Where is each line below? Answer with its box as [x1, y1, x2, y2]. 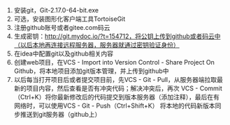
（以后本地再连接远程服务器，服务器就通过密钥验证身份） [13, 41, 180, 49]
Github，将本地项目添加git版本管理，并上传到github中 [13, 67, 169, 75]
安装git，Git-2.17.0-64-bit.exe [13, 6, 99, 14]
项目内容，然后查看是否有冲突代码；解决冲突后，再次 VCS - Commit [26, 84, 222, 92]
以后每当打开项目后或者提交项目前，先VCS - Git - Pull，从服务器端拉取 [13, 76, 217, 83]
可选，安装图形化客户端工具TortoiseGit [13, 15, 126, 23]
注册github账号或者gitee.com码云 [13, 24, 110, 31]
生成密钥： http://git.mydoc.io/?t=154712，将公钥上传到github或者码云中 [13, 32, 221, 40]
